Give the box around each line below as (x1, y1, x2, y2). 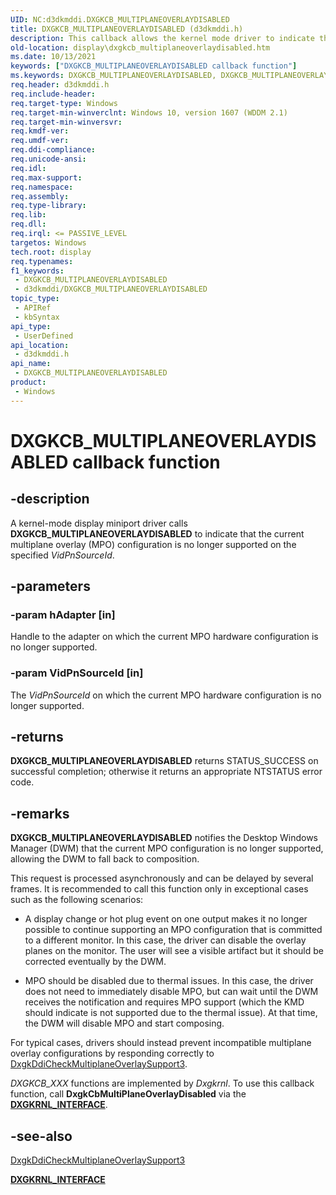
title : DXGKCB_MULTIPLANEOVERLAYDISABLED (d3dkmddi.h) (10, 24, 244, 34)
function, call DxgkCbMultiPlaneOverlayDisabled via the (10, 1088, 247, 1100)
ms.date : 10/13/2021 (10, 52, 97, 62)
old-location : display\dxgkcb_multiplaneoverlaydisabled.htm (10, 42, 271, 53)
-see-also (10, 1127, 73, 1145)
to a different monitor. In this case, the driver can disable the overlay (24, 934, 307, 946)
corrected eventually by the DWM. (24, 956, 167, 968)
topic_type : (10, 294, 60, 304)
